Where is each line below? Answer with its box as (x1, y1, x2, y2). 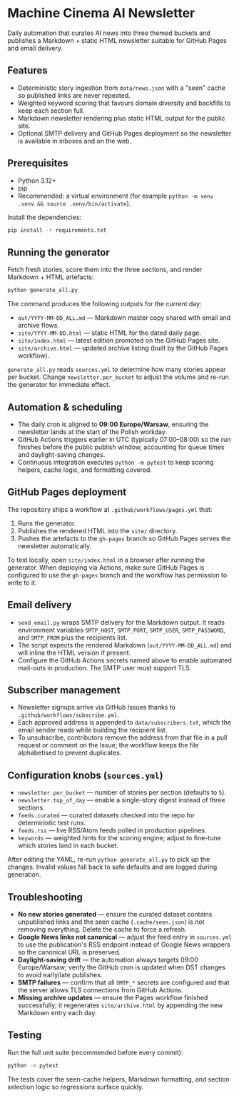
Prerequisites (7, 157, 68, 169)
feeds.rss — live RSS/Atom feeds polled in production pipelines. (17, 826, 207, 835)
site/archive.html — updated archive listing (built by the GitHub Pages (17, 344, 228, 353)
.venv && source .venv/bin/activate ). (17, 198, 131, 208)
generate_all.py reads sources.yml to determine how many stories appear (7, 366, 226, 374)
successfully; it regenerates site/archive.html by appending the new (17, 1001, 223, 1009)
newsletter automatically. (17, 541, 91, 550)
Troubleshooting (7, 891, 83, 903)
